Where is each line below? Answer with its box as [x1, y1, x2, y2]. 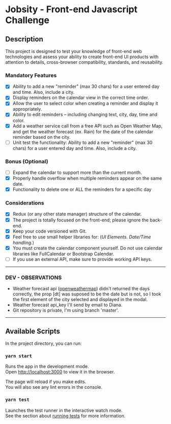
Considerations [5, 199, 44, 207]
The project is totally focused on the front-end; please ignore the [12, 217, 149, 223]
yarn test [5, 397, 30, 403]
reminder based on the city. [12, 134, 71, 140]
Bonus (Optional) [5, 158, 48, 165]
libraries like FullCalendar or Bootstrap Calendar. [12, 251, 115, 257]
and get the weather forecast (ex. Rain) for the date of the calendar [12, 129, 154, 135]
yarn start [5, 353, 32, 359]
